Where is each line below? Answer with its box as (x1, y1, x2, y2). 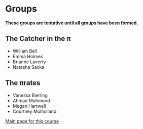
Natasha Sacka (12, 64, 45, 70)
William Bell (12, 48, 37, 54)
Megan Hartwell (12, 103, 46, 109)
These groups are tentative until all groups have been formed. (5, 20, 138, 26)
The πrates (5, 79, 41, 88)
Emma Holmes (12, 53, 43, 59)
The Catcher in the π (5, 34, 71, 43)
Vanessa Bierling (12, 92, 48, 98)
